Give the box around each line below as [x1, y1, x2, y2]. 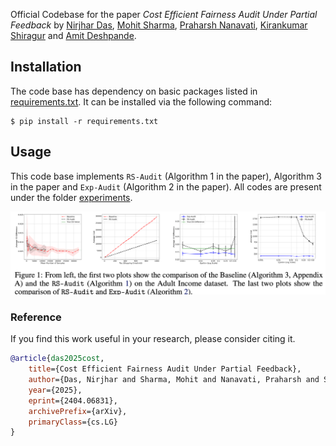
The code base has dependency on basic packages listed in [10, 85, 258, 97]
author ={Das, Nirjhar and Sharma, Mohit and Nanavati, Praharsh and [28, 375, 320, 385]
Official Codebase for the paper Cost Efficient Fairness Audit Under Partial [10, 9, 318, 20]
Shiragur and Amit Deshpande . [10, 30, 137, 41]
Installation [10, 59, 82, 76]
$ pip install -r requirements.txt [10, 116, 159, 126]
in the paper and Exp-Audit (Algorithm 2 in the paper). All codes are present [10, 180, 322, 193]
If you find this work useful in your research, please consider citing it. [10, 333, 296, 345]
